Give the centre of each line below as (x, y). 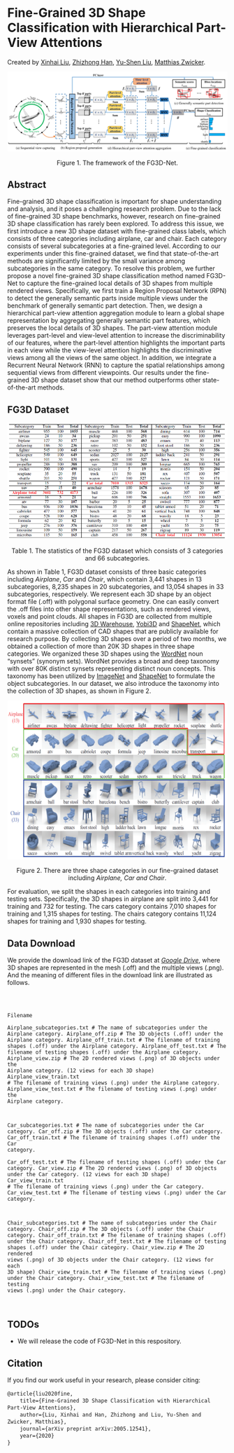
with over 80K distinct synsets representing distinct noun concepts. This (111, 669)
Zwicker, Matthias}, (37, 1422)
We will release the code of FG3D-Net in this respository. (99, 1341)
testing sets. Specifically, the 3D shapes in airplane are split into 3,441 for (113, 899)
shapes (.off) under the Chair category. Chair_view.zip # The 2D (106, 1247)
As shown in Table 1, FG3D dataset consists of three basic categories (107, 572)
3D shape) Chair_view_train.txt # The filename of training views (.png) (117, 1272)
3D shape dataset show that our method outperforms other (116, 380)
